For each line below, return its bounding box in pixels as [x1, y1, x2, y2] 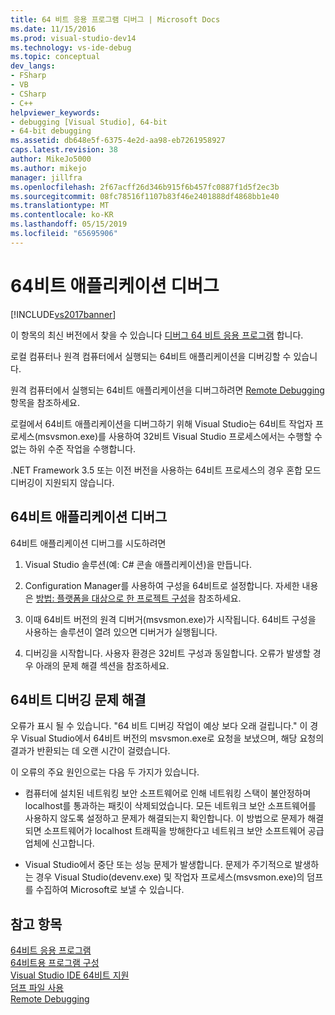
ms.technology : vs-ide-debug [10, 42, 132, 53]
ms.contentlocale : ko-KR [10, 210, 114, 220]
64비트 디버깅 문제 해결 [10, 691, 147, 708]
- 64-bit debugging [10, 126, 92, 136]
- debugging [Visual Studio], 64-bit [10, 117, 168, 127]
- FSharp [10, 71, 47, 81]
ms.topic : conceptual [10, 52, 101, 62]
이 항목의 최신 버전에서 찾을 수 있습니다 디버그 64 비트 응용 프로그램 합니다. [10, 329, 304, 341]
